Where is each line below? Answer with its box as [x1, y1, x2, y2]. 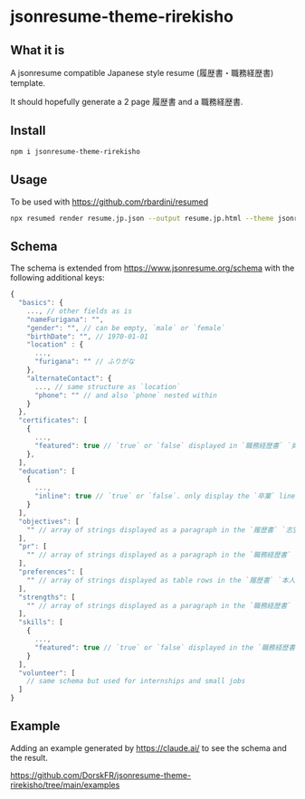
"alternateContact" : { [26, 374, 112, 383]
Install [10, 123, 46, 138]
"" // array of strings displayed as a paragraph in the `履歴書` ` [26, 525, 286, 535]
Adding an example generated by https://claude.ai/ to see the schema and [10, 742, 288, 753]
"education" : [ [18, 466, 76, 476]
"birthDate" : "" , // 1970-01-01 [26, 332, 148, 341]
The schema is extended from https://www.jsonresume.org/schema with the [10, 262, 295, 273]
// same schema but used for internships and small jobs [26, 677, 246, 686]
